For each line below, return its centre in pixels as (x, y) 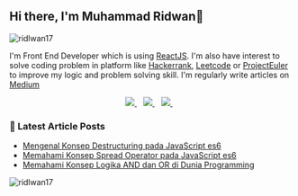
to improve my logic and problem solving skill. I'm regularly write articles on (149, 75)
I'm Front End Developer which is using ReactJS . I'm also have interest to (145, 56)
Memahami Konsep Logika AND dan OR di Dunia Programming (138, 165)
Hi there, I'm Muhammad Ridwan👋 (107, 17)
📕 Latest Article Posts (57, 126)
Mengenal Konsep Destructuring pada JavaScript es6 (122, 146)
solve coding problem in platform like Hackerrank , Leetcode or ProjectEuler (149, 65)
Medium (25, 84)
